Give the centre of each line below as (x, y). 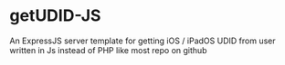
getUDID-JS (55, 16)
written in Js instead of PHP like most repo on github (108, 50)
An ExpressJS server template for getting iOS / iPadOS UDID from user (142, 41)
